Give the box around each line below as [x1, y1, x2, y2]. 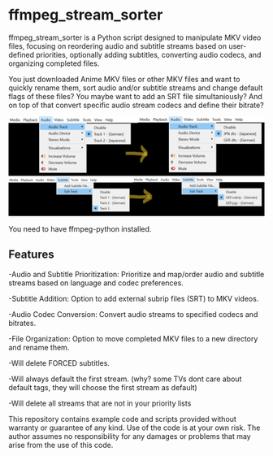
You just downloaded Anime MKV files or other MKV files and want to [8, 74, 240, 84]
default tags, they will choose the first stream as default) [8, 382, 197, 392]
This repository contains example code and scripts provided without [8, 414, 237, 423]
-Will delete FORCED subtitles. [8, 358, 110, 367]
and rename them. [8, 342, 70, 352]
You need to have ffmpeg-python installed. [8, 224, 152, 233]
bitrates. [8, 318, 37, 328]
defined [8, 50, 35, 59]
